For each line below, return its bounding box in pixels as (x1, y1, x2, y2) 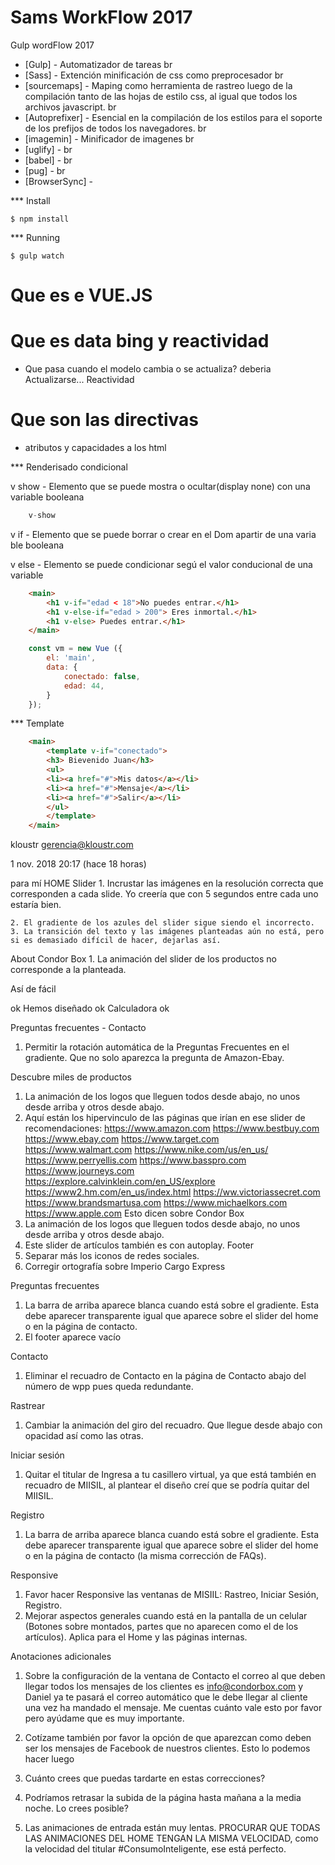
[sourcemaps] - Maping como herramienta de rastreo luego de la (24, 79, 293, 91)
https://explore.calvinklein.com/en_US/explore (24, 1176, 216, 1188)
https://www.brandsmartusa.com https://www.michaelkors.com (24, 1197, 288, 1209)
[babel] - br (24, 154, 73, 166)
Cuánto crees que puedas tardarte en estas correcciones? (24, 1772, 266, 1785)
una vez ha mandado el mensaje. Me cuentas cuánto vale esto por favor (24, 1702, 323, 1714)
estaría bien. (10, 899, 62, 911)
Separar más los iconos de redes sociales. (24, 1250, 200, 1262)
